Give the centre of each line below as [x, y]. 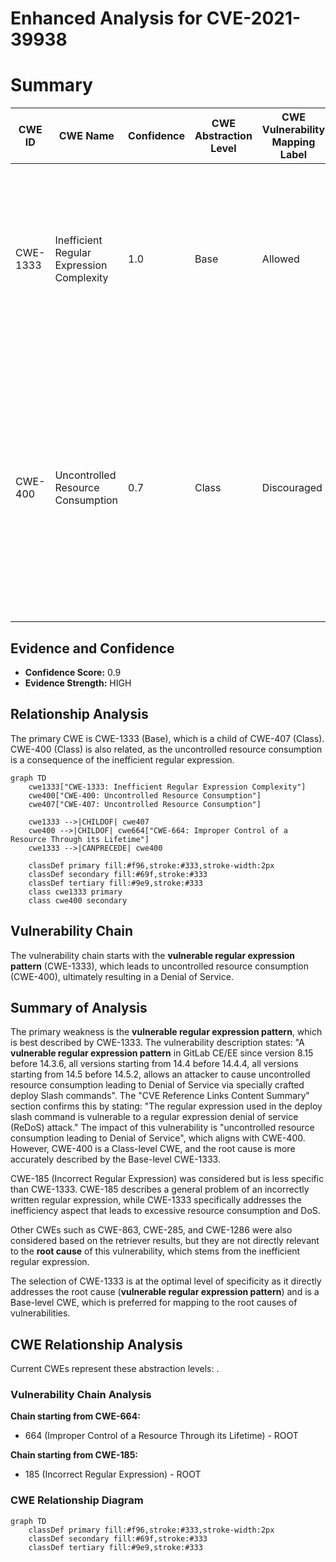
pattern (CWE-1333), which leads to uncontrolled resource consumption [160, 966]
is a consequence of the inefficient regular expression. [122, 759]
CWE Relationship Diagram [77, 1500]
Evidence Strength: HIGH [78, 683]
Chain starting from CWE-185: [74, 1455]
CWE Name [86, 136]
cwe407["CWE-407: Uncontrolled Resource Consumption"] [145, 804]
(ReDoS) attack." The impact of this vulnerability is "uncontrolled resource [162, 1128]
